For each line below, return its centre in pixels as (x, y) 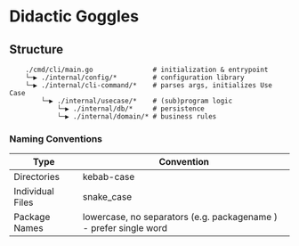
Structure (36, 49)
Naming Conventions (56, 138)
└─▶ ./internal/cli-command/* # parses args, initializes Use (149, 86)
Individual (34, 192)
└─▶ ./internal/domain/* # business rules (137, 117)
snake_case (108, 197)
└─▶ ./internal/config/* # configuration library (135, 78)
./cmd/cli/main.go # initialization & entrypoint (147, 70)
